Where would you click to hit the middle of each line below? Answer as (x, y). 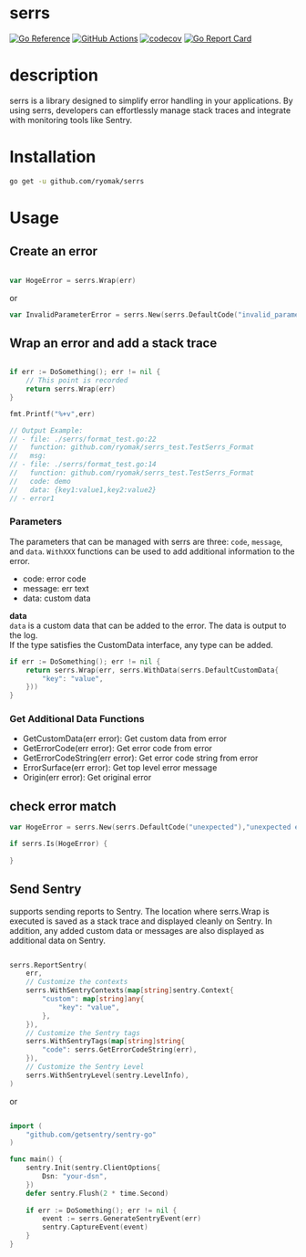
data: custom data (56, 598)
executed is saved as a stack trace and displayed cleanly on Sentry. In (141, 921)
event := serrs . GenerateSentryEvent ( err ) (122, 1219)
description (54, 75)
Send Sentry (46, 890)
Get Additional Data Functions (77, 719)
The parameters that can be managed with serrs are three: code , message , (146, 541)
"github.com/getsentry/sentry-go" (91, 1135)
